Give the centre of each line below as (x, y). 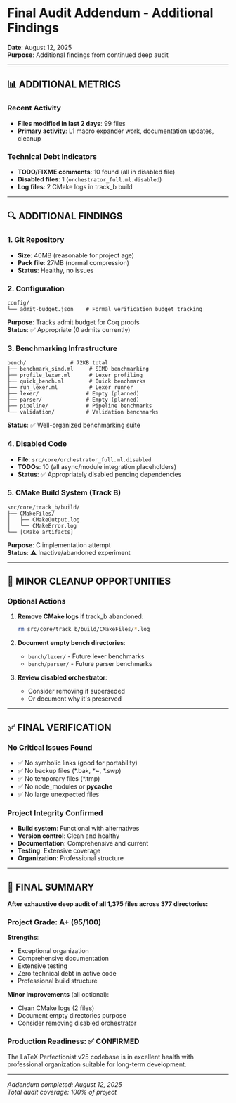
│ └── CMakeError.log (42, 525)
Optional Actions (37, 601)
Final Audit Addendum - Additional (110, 13)
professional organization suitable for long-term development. (97, 1064)
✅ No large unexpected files (58, 795)
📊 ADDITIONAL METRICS (64, 85)
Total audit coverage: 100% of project (62, 1092)
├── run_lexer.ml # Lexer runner (70, 388)
